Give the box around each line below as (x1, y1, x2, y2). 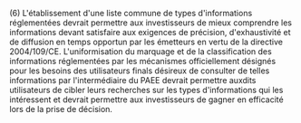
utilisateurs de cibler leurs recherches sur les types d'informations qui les (9, 85, 284, 95)
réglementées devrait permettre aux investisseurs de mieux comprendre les (9, 17, 293, 28)
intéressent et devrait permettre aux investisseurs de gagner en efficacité (9, 94, 284, 105)
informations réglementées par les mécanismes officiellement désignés (9, 56, 277, 66)
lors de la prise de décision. (9, 104, 113, 114)
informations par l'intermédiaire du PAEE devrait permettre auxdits (9, 75, 257, 85)
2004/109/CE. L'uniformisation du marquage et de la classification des (9, 46, 272, 57)
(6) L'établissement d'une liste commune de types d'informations (9, 8, 253, 18)
